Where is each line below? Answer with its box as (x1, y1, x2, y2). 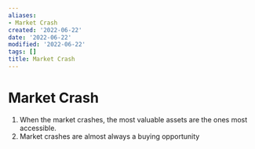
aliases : (8, 11, 37, 20)
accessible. (19, 123, 57, 133)
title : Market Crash (8, 56, 76, 64)
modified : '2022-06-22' (8, 41, 86, 49)
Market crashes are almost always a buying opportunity (19, 131, 200, 141)
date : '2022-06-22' (8, 33, 72, 42)
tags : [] (8, 48, 37, 56)
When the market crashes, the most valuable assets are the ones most (19, 114, 248, 124)
